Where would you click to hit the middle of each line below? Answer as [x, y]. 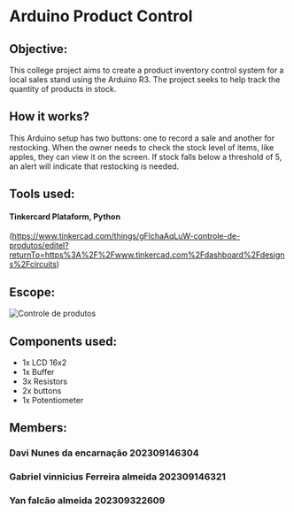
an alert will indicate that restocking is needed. [94, 166]
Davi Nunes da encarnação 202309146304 [104, 453]
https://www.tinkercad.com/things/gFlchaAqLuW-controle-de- [126, 236]
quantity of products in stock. [63, 89]
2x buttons [42, 391]
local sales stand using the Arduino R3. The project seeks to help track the [145, 80]
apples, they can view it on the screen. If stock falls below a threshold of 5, [146, 157]
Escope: [32, 292]
